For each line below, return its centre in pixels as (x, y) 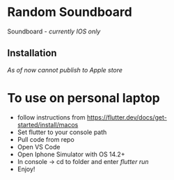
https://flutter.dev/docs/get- (127, 117)
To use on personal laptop (84, 98)
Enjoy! (26, 169)
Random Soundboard (70, 12)
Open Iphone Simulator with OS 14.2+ (71, 154)
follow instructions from (51, 117)
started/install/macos (48, 124)
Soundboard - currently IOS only (54, 31)
